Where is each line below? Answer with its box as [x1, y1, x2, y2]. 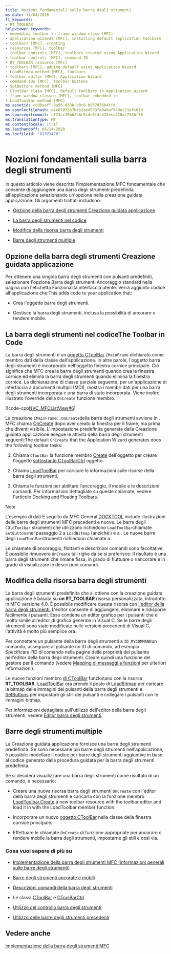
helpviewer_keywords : [5, 27, 52, 32]
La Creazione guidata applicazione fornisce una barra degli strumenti [5, 740, 152, 747]
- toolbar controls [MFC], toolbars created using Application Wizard [5, 50, 159, 55]
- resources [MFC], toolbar [5, 46, 66, 51]
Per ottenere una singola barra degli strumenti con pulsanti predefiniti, [5, 273, 154, 280]
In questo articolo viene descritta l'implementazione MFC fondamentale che [5, 181, 165, 187]
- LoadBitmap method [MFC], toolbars [5, 70, 86, 75]
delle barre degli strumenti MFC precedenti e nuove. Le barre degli [5, 519, 146, 525]
